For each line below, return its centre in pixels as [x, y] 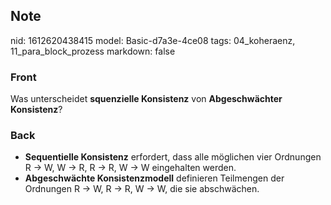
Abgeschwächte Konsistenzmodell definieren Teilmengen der [154, 178]
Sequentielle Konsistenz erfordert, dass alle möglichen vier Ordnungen [173, 157]
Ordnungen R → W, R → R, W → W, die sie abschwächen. [142, 189]
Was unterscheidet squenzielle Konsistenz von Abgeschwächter [146, 99]
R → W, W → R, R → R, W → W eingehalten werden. [130, 168]
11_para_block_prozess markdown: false [93, 51]
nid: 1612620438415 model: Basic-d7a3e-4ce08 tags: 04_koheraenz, [153, 40]
